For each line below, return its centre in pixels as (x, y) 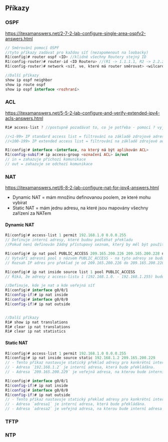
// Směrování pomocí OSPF (32, 48)
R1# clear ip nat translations (38, 327)
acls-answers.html (24, 118)
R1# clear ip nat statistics (35, 332)
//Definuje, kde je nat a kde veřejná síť (50, 286)
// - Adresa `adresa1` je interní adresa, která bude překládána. (76, 404)
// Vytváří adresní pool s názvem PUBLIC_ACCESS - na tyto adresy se (79, 258)
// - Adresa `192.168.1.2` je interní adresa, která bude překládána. (80, 367)
